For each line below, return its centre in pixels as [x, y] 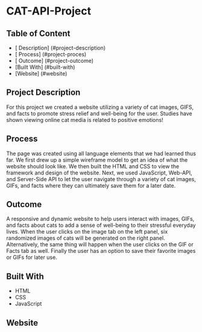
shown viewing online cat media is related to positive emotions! [85, 120]
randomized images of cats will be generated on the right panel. [86, 238]
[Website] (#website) [41, 73]
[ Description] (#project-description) [60, 48]
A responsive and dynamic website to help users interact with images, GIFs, [100, 219]
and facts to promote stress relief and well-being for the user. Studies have [99, 113]
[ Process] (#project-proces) [51, 54]
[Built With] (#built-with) [45, 67]
